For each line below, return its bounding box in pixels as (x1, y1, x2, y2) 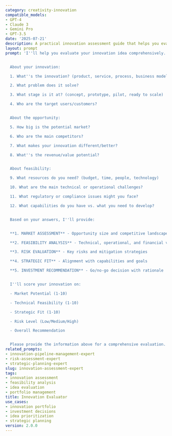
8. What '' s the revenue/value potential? (10, 152, 100, 157)
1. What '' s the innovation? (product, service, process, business (10, 74, 155, 79)
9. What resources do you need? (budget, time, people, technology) (10, 175, 159, 180)
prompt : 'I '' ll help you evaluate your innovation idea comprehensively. (5, 50, 166, 56)
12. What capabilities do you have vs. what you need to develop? (10, 203, 155, 208)
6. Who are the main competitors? (10, 134, 83, 139)
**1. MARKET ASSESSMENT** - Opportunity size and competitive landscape (10, 231, 168, 236)
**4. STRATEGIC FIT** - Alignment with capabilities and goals (10, 259, 147, 264)
